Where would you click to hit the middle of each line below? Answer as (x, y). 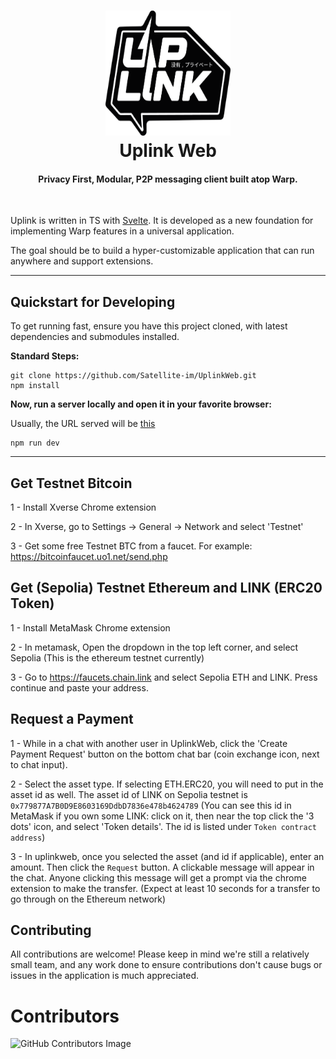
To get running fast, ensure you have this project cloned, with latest (149, 326)
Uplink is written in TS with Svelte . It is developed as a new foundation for (162, 221)
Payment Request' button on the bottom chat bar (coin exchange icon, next (165, 754)
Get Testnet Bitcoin (71, 483)
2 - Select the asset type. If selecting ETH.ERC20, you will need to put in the (167, 784)
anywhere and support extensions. (82, 261)
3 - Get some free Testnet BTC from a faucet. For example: (131, 546)
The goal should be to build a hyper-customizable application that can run (162, 251)
